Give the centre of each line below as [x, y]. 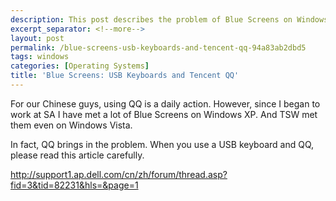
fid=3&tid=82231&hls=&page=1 [74, 185]
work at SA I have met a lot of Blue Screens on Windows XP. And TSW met [164, 114]
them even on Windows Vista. [71, 125]
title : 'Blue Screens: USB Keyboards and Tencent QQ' [125, 76]
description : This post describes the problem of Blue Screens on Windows [169, 19]
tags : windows [40, 57]
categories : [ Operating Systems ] [80, 66]
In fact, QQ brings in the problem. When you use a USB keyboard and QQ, [162, 144]
